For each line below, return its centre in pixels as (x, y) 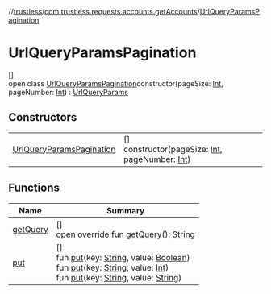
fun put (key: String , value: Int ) (113, 267)
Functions (34, 188)
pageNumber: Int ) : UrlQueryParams (69, 92)
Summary (125, 210)
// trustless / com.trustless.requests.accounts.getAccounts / (104, 12)
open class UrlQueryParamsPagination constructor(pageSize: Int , (116, 83)
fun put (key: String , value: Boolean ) (123, 257)
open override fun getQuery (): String (125, 234)
